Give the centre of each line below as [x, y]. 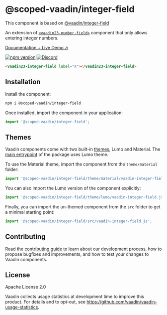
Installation [23, 82]
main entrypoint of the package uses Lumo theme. [57, 155]
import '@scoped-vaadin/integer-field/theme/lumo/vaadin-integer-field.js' [85, 197]
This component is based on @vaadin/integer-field [57, 23]
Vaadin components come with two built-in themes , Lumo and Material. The [83, 149]
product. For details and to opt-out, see [45, 302]
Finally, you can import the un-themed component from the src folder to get [83, 207]
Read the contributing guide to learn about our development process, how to [83, 249]
